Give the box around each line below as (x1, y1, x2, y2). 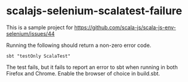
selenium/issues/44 (6, 30, 55, 37)
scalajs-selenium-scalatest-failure (6, 4, 183, 18)
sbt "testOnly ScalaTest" (6, 53, 70, 59)
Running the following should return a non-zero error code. (6, 42, 152, 49)
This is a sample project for (6, 24, 73, 31)
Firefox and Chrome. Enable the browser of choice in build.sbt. (6, 70, 160, 77)
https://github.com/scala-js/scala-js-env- (74, 24, 176, 31)
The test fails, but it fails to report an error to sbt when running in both (6, 64, 178, 71)
